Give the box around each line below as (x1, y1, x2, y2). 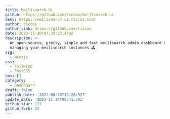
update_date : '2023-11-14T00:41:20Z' (5, 97, 85, 102)
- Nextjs (10, 54, 28, 60)
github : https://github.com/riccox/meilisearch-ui (5, 12, 114, 17)
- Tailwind (10, 64, 33, 69)
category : (5, 78, 26, 83)
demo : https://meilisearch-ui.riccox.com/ (5, 17, 96, 22)
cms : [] (5, 73, 22, 78)
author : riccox (5, 21, 37, 27)
